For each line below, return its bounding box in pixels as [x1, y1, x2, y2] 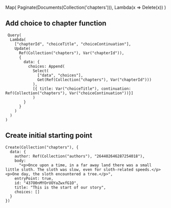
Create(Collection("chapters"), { [5, 145, 79, 150]
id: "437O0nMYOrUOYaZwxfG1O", [14, 180, 79, 186]
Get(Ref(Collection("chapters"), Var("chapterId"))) [37, 77, 152, 82]
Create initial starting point [5, 131, 93, 140]
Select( [32, 68, 50, 73]
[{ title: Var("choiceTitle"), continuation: [32, 86, 131, 91]
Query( [7, 33, 22, 38]
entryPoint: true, [14, 176, 54, 181]
